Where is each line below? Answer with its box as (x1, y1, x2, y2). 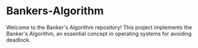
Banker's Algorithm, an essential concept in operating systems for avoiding (6, 30, 192, 37)
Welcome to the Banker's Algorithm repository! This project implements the (6, 24, 193, 31)
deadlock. (6, 36, 31, 43)
